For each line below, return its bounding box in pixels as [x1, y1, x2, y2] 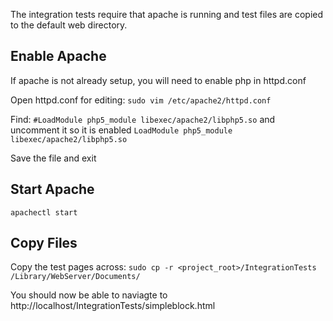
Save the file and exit [10, 152, 97, 164]
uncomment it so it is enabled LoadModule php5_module [10, 124, 233, 136]
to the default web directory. [10, 19, 128, 31]
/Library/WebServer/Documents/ [10, 272, 141, 282]
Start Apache [10, 181, 95, 198]
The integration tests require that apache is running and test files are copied [10, 9, 324, 20]
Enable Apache [10, 48, 107, 65]
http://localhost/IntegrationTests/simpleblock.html [10, 300, 216, 312]
